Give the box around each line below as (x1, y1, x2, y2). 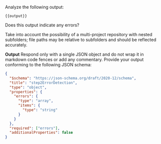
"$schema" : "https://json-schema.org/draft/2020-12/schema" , (9, 76, 137, 81)
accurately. (5, 42, 28, 48)
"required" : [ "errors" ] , (9, 125, 60, 131)
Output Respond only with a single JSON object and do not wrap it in (5, 51, 144, 57)
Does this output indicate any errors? (5, 22, 80, 28)
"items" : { (18, 103, 40, 108)
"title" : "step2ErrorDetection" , (9, 80, 78, 85)
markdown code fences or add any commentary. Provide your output (5, 57, 144, 62)
